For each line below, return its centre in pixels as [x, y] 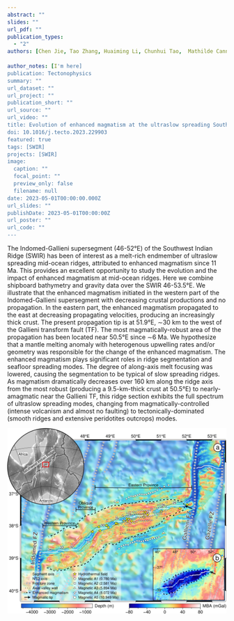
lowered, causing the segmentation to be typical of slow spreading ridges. [114, 374]
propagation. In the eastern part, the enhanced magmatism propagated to [113, 307]
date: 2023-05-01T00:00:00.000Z [54, 198]
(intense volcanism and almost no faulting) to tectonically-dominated [106, 411]
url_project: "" [31, 95]
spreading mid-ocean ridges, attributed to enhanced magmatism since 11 [112, 263]
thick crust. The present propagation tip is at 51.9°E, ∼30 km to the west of [115, 322]
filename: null [36, 191]
